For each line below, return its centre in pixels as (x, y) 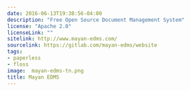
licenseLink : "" (30, 32)
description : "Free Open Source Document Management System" (96, 20)
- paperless (24, 58)
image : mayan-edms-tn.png (45, 70)
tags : (15, 52)
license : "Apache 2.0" (39, 26)
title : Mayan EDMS (33, 77)
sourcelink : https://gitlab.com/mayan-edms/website (82, 45)
